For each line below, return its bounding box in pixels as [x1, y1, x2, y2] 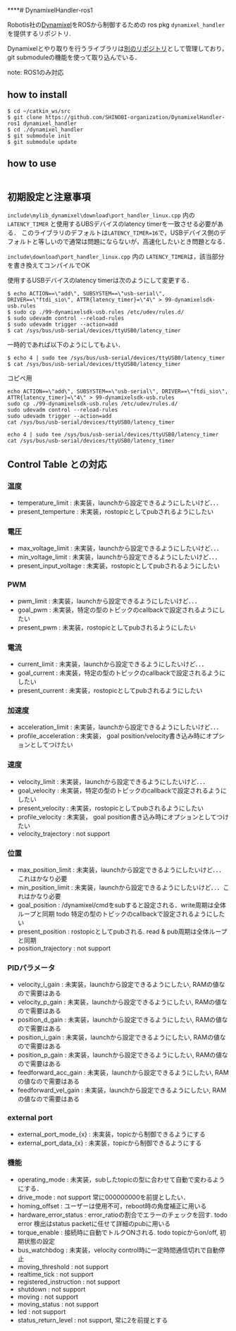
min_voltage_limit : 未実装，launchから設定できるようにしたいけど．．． [17, 553, 221, 561]
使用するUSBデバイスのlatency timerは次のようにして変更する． [7, 276, 194, 285]
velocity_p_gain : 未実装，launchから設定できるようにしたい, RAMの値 [17, 998, 222, 1007]
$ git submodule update [7, 138, 77, 145]
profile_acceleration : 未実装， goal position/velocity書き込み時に [17, 732, 206, 740]
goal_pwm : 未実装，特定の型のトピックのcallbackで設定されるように [17, 606, 219, 614]
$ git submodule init [7, 132, 71, 140]
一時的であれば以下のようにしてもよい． [7, 341, 125, 349]
